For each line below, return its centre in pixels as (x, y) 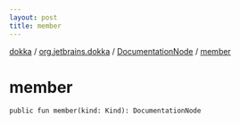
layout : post (33, 17)
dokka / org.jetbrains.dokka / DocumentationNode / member (120, 51)
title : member (36, 26)
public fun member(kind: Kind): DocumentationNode (105, 111)
